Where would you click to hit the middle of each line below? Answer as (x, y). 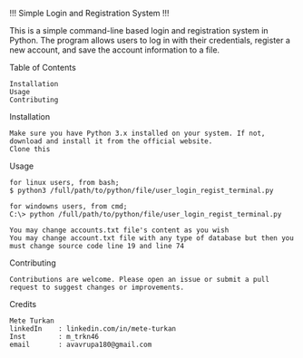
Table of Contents (43, 68)
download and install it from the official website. (111, 141)
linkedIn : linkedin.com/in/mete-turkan (93, 329)
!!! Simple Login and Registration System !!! (89, 13)
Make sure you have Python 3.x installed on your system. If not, (137, 133)
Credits (23, 304)
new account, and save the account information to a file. (115, 50)
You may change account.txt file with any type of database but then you (152, 238)
